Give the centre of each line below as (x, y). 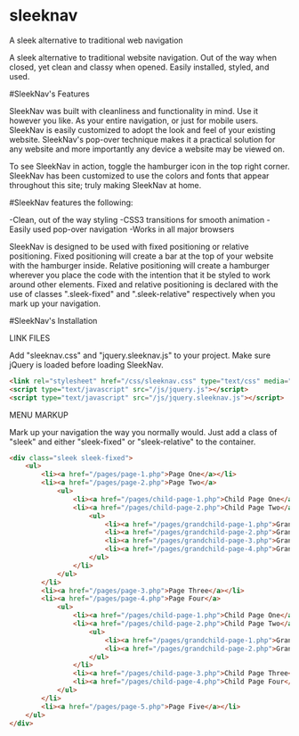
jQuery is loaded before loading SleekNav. (87, 364)
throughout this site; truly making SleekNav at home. (105, 185)
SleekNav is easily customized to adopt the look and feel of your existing (142, 129)
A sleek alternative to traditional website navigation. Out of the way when (143, 57)
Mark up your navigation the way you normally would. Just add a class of (143, 432)
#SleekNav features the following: (71, 203)
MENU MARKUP (39, 415)
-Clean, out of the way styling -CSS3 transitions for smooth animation (137, 219)
